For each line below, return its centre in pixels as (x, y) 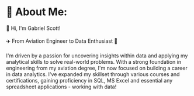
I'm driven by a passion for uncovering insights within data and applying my (97, 56)
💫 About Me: (37, 12)
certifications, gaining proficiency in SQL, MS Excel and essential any (89, 80)
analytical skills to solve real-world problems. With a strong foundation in (94, 61)
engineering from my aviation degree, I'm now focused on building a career (97, 68)
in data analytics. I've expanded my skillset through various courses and (93, 74)
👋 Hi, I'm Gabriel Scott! (33, 28)
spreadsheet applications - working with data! (61, 87)
